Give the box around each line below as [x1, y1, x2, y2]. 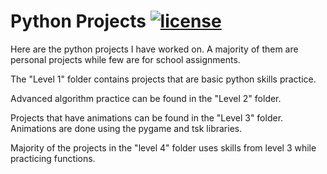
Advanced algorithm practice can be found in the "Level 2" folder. [10, 92, 282, 104]
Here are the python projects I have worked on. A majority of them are [10, 43, 299, 55]
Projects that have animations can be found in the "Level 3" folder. [10, 111, 284, 124]
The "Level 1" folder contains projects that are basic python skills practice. [10, 73, 317, 85]
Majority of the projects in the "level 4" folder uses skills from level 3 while [10, 141, 317, 154]
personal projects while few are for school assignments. [10, 53, 241, 65]
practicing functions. [10, 152, 96, 164]
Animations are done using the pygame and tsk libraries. [10, 122, 243, 134]
